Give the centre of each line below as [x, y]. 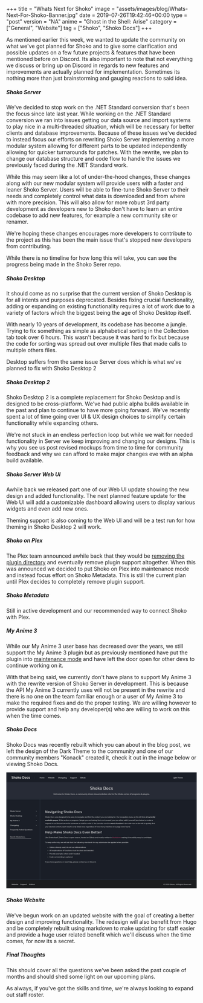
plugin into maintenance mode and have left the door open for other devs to [101, 659]
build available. [25, 460]
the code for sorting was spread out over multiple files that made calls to [97, 343]
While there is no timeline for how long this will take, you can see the [92, 258]
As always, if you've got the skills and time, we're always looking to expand [100, 988]
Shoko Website [26, 900]
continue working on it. [35, 665]
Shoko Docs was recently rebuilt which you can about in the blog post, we [98, 744]
